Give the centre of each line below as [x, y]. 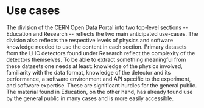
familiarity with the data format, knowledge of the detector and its [89, 72]
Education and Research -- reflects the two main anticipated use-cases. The [102, 33]
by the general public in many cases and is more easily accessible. [90, 98]
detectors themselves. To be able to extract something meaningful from [96, 59]
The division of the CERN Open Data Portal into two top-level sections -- [97, 27]
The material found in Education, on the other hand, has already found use [100, 92]
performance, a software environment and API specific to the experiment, [99, 79]
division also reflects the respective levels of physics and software [90, 40]
